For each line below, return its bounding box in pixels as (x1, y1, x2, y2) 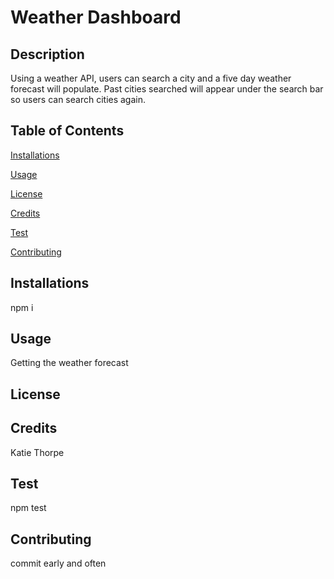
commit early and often (10, 557, 107, 570)
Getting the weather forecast (10, 357, 129, 369)
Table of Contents (10, 122, 125, 140)
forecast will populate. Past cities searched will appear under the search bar (10, 83, 324, 95)
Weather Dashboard (10, 6, 182, 29)
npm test (10, 502, 47, 514)
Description (10, 46, 85, 63)
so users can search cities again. (10, 94, 147, 105)
